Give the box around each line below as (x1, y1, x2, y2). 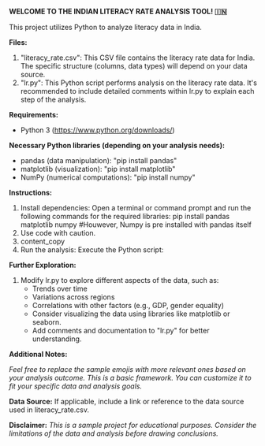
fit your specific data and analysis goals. (9, 381, 143, 391)
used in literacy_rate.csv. (9, 405, 90, 414)
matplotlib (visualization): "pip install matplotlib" (20, 165, 176, 173)
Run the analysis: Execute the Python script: (20, 245, 164, 255)
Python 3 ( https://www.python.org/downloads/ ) (20, 125, 176, 135)
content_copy (20, 236, 65, 246)
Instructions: (9, 188, 53, 197)
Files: (9, 38, 28, 46)
